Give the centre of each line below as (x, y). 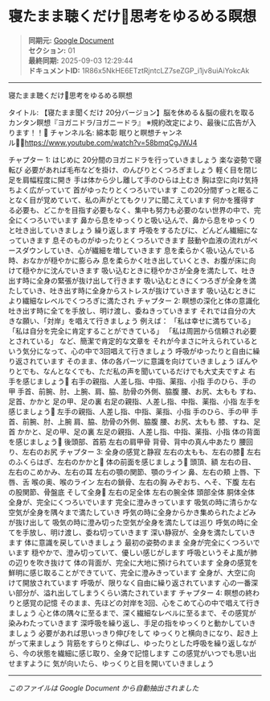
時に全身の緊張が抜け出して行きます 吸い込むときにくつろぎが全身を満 (139, 280)
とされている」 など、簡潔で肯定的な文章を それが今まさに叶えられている (130, 341)
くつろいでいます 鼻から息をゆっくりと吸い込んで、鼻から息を (125, 220)
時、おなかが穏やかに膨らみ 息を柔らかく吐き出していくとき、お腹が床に (129, 260)
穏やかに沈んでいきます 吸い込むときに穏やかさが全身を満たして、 (132, 270)
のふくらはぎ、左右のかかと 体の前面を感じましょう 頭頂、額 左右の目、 (132, 462)
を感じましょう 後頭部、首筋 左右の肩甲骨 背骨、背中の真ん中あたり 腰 (127, 442)
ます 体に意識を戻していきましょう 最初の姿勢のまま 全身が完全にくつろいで (134, 542)
